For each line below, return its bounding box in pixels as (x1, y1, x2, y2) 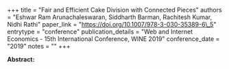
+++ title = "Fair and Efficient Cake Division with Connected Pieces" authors (7, 6, 222, 14)
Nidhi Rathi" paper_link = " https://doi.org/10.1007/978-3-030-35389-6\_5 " (7, 20, 217, 28)
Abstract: (7, 55, 35, 64)
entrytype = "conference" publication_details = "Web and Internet (7, 27, 193, 36)
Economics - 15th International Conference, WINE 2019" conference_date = (7, 35, 220, 43)
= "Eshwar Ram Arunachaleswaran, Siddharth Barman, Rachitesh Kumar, (7, 13, 213, 21)
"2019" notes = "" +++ (7, 42, 71, 50)
